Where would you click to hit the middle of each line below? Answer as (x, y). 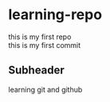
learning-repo (55, 15)
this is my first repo (40, 37)
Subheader (37, 71)
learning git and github (45, 89)
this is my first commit (45, 45)
